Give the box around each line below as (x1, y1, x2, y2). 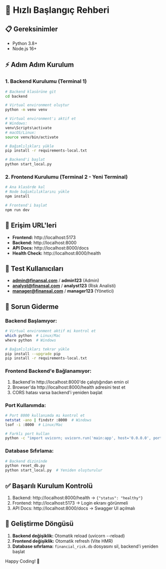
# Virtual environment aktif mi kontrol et (5, 329, 96, 334)
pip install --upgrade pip (5, 351, 61, 356)
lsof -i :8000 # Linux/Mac (5, 422, 63, 427)
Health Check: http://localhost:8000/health (12, 250, 101, 256)
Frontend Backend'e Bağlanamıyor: (5, 367, 92, 374)
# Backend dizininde (5, 459, 48, 464)
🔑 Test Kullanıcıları (5, 264, 64, 273)
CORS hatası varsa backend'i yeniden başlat (12, 389, 103, 395)
